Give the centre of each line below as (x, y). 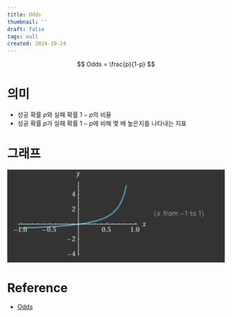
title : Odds (24, 15)
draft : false (26, 29)
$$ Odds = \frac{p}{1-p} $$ (116, 64)
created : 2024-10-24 (37, 44)
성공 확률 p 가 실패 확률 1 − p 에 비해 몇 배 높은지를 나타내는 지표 (102, 124)
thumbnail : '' (28, 22)
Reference (37, 288)
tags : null (23, 37)
